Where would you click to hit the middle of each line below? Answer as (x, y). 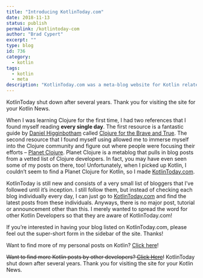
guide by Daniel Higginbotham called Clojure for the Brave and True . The (97, 133)
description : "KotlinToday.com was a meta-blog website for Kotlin (93, 85)
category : (19, 57)
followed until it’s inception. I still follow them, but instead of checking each (99, 190)
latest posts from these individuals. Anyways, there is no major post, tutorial (101, 202)
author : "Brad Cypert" (35, 34)
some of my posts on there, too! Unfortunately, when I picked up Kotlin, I (96, 165)
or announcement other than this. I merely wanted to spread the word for (97, 209)
